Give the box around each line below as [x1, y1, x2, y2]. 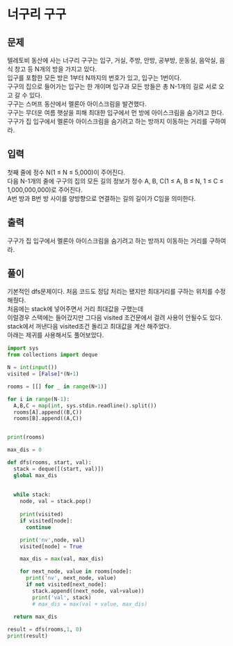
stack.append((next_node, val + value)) [32, 587, 145, 594]
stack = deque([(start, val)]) [13, 465, 104, 472]
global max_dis [13, 472, 58, 479]
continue [25, 524, 51, 531]
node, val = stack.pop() [19, 498, 92, 505]
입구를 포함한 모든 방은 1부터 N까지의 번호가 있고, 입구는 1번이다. [7, 74, 182, 82]
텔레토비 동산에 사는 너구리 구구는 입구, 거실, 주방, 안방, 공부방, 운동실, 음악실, [7, 57, 218, 64]
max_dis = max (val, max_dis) [19, 555, 104, 562]
